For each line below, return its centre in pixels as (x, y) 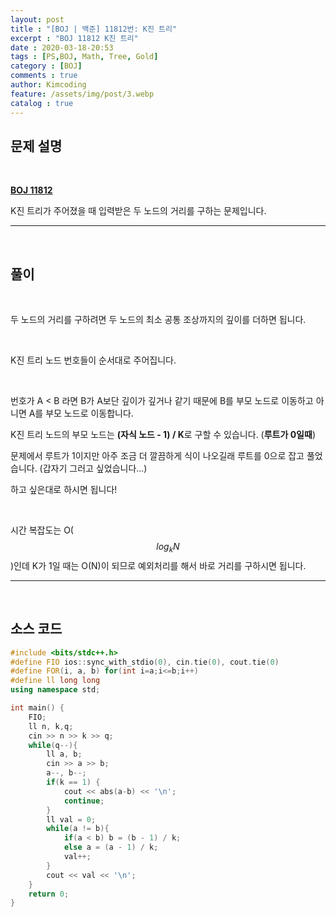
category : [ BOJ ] (46, 66)
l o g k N (168, 548)
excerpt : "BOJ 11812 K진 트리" (74, 38)
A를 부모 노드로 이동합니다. (81, 413)
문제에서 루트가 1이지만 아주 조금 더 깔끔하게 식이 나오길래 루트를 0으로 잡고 (157, 456)
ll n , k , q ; (51, 726)
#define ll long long (55, 681)
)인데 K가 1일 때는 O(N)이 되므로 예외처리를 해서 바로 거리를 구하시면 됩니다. (158, 565)
